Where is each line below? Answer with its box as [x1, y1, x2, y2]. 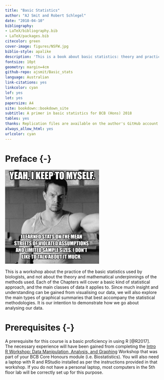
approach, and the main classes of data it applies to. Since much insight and [5, 284, 159, 290]
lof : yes [5, 90, 23, 95]
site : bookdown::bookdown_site [5, 106, 69, 111]
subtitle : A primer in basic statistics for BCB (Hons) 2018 [5, 111, 132, 116]
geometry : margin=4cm [5, 64, 49, 69]
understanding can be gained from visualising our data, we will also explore [5, 289, 157, 295]
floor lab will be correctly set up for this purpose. [5, 369, 103, 375]
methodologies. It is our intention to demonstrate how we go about [5, 299, 139, 305]
